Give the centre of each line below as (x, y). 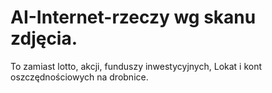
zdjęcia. (44, 38)
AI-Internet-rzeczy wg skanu (133, 17)
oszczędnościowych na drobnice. (79, 77)
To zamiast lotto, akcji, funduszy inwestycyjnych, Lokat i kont (136, 66)
